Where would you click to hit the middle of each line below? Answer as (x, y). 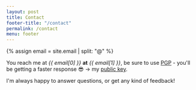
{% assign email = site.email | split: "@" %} (60, 51)
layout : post (23, 12)
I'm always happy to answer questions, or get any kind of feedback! (91, 81)
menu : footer (23, 34)
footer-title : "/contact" (39, 23)
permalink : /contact (32, 28)
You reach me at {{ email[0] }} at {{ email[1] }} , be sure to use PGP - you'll (98, 63)
